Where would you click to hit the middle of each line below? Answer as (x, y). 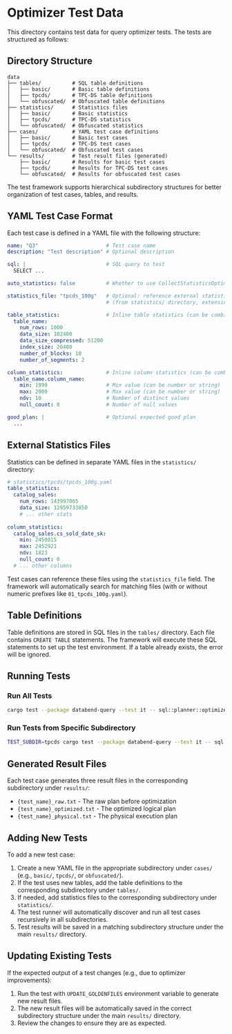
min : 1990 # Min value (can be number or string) (120, 385)
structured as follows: (38, 39)
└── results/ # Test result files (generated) (88, 156)
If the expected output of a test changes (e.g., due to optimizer (97, 972)
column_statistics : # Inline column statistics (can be (109, 372)
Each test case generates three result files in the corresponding (98, 780)
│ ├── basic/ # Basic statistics (68, 113)
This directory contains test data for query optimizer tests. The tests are (109, 32)
